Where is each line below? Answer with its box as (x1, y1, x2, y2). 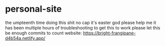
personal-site (5, 3, 62, 15)
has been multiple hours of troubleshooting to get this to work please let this (5, 24, 161, 30)
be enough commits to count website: (5, 30, 82, 36)
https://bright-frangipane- (83, 30, 136, 36)
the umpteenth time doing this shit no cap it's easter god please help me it (5, 20, 157, 25)
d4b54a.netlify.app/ (5, 35, 45, 41)
